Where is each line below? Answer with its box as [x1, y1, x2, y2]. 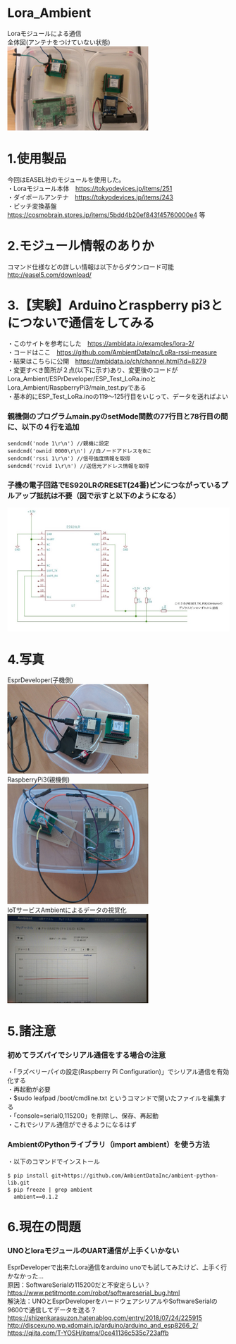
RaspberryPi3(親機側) [7, 775, 70, 784]
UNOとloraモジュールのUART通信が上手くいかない [7, 1245, 180, 1255]
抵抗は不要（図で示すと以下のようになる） [36, 491, 181, 500]
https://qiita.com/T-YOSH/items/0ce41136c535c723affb [7, 1328, 169, 1337]
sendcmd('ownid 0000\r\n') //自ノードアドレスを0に [7, 448, 151, 455]
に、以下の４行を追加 [7, 422, 80, 432]
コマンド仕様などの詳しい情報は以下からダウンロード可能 [7, 262, 174, 271]
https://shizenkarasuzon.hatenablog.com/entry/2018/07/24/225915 [7, 1314, 203, 1322]
